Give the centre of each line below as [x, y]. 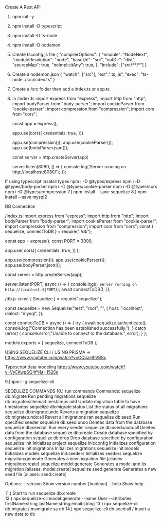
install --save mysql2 [26, 197]
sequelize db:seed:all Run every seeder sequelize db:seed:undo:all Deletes [80, 427]
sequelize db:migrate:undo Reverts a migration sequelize [62, 412]
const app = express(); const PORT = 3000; [49, 241]
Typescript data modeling [31, 367]
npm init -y [23, 16]
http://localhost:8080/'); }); [39, 172]
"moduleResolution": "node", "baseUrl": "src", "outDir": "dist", [74, 60]
